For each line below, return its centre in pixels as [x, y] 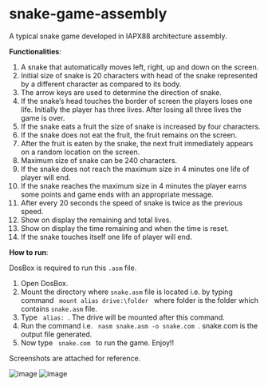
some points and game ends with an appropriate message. [117, 194]
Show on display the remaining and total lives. [96, 220]
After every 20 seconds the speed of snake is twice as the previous [132, 203]
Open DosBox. [44, 283]
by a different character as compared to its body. [101, 84]
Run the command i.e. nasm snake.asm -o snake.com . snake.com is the [139, 325]
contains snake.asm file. [59, 308]
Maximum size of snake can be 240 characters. [99, 160]
